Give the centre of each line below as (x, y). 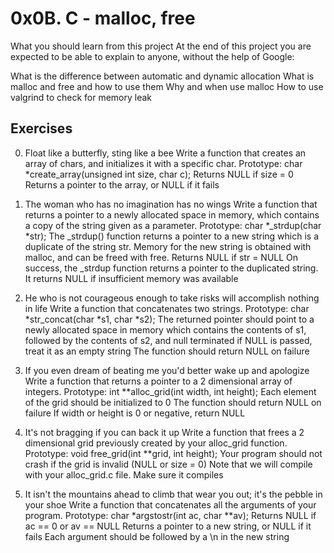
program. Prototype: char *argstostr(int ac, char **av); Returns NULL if (170, 515)
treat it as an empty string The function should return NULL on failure (167, 351)
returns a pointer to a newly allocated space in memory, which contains (172, 214)
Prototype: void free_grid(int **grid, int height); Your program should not (173, 453)
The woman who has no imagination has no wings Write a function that (171, 204)
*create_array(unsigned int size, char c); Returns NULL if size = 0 (159, 174)
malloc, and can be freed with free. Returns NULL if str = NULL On (161, 257)
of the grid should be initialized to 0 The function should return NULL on (173, 402)
